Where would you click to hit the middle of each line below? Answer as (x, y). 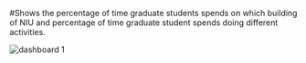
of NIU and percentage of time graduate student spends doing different (144, 22)
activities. (27, 32)
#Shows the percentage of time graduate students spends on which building (153, 13)
